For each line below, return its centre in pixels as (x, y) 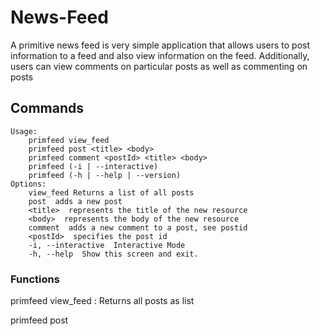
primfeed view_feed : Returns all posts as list (102, 301)
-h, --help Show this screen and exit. (113, 254)
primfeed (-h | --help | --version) (105, 175)
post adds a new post (75, 201)
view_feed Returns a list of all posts (111, 192)
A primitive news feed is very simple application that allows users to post (160, 45)
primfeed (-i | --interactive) (93, 166)
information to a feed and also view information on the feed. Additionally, (160, 55)
